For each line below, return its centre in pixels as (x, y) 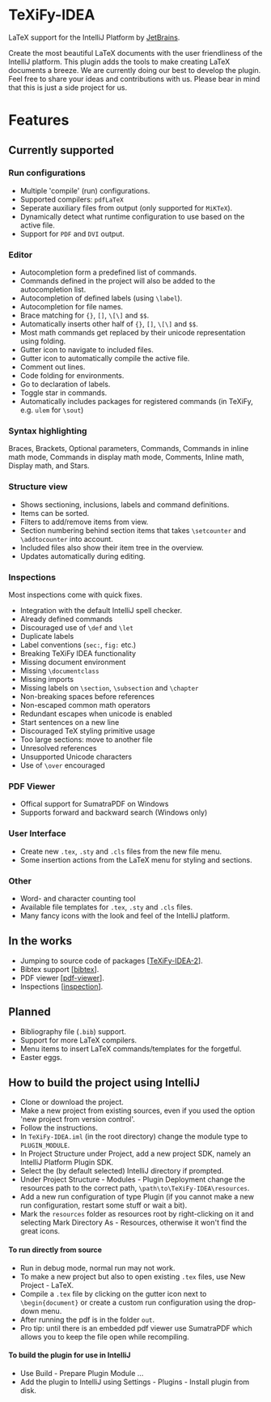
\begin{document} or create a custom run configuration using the (128, 1302)
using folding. (43, 341)
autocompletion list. (53, 290)
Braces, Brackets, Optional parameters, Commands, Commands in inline (129, 449)
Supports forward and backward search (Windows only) (114, 812)
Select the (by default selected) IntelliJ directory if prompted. (122, 1171)
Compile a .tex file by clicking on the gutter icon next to (113, 1293)
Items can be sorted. (55, 513)
